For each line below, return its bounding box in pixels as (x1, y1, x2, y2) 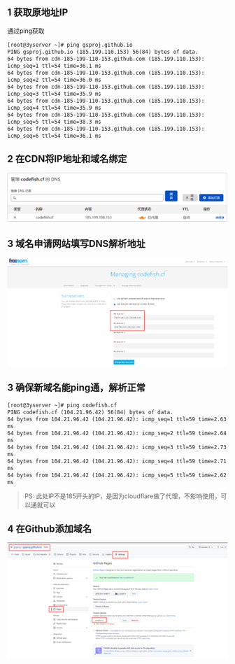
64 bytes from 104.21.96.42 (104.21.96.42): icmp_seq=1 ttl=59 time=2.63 (7, 416, 227, 423)
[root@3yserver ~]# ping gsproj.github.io (7, 41, 133, 48)
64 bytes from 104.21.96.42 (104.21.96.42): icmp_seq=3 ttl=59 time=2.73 (7, 444, 227, 451)
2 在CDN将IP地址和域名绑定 (7, 153, 127, 165)
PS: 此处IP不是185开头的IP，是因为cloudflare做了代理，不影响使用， (24, 492, 222, 500)
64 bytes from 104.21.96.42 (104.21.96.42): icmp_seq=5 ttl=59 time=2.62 (7, 472, 227, 479)
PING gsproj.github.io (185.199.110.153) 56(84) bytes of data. (7, 48, 199, 55)
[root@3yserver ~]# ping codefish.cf (7, 402, 117, 409)
